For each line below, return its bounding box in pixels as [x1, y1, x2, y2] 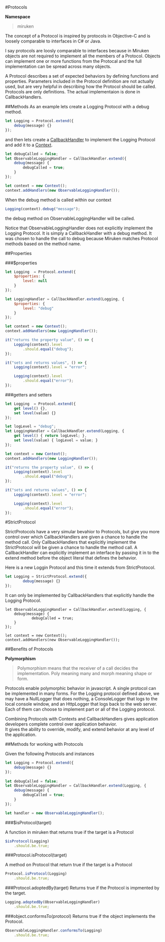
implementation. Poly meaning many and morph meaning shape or [17, 671, 153, 676]
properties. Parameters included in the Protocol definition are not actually [5, 79, 154, 84]
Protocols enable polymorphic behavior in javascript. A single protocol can [5, 685, 156, 691]
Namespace [5, 14, 31, 19]
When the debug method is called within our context [5, 197, 112, 203]
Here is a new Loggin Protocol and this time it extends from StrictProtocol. [5, 564, 156, 570]
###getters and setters [5, 391, 52, 397]
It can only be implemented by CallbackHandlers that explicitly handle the [5, 593, 155, 598]
